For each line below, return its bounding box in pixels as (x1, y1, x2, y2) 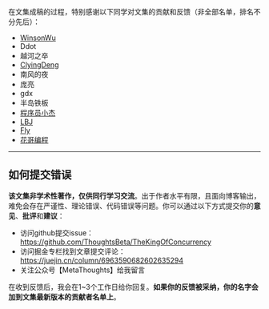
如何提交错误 (8, 168, 72, 182)
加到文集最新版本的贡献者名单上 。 (8, 291, 121, 302)
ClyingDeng (19, 60, 59, 70)
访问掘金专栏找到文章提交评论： (19, 247, 126, 256)
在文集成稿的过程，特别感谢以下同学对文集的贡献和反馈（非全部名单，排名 (8, 7, 254, 16)
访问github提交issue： (19, 227, 94, 238)
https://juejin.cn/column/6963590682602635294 (19, 255, 184, 265)
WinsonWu (19, 33, 56, 42)
